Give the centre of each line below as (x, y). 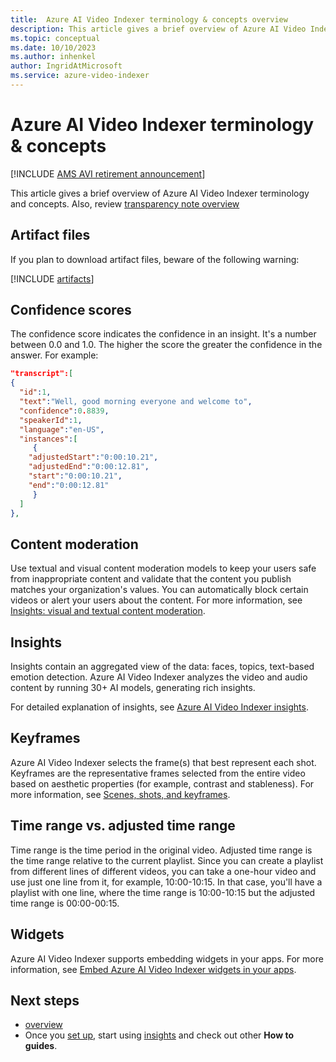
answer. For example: (54, 355)
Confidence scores (71, 310)
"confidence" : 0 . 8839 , (64, 411)
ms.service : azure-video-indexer (80, 76)
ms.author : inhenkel (53, 57)
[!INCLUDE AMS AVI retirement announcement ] (108, 173)
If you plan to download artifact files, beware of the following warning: (155, 259)
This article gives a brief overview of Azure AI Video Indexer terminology (160, 193)
